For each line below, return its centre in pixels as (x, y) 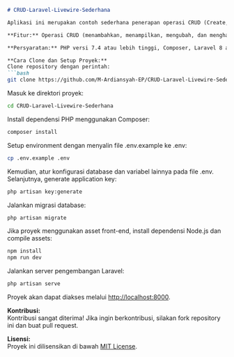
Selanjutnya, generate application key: (62, 178)
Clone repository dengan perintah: (59, 67)
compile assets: (30, 238)
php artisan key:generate (45, 192)
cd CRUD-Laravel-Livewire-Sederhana (60, 106)
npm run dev (24, 258)
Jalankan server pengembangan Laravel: (66, 271)
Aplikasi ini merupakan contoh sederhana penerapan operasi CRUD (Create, (118, 22)
